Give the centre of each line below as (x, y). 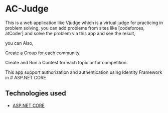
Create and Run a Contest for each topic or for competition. (66, 62)
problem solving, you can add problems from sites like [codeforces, (75, 28)
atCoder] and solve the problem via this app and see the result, (70, 33)
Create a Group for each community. (43, 53)
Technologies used (36, 93)
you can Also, (19, 43)
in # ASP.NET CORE (26, 77)
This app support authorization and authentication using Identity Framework (84, 72)
